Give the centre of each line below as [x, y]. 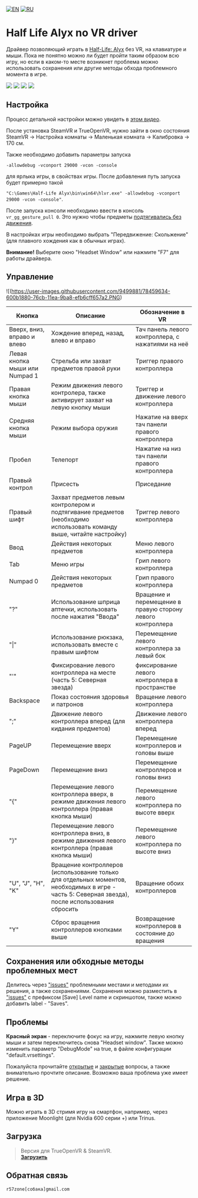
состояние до [155, 933]
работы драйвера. [29, 258]
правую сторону [159, 609]
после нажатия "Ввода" [85, 616]
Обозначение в [162, 312]
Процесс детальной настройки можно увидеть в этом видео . [83, 119]
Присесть [65, 484]
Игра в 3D [25, 1098]
